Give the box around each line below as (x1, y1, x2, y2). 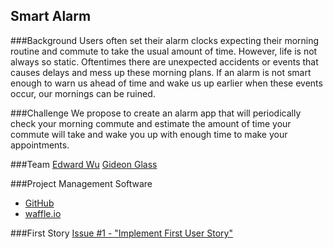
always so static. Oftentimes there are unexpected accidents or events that (10, 55, 319, 68)
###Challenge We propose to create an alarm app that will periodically (10, 107, 302, 119)
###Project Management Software (10, 177, 153, 189)
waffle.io (24, 207, 62, 219)
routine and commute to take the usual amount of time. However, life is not (10, 45, 318, 57)
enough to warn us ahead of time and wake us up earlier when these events (10, 77, 323, 89)
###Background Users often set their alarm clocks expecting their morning (10, 34, 320, 46)
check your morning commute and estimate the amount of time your (10, 117, 292, 129)
